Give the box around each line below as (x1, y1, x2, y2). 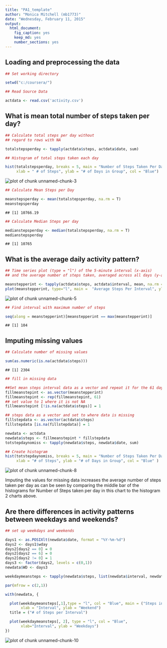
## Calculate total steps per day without (5, 133, 94, 138)
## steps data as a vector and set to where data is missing (5, 413, 135, 418)
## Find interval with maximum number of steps (5, 305, 106, 310)
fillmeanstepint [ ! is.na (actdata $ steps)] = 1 (5, 404, 101, 409)
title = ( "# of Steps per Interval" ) (9, 610, 88, 615)
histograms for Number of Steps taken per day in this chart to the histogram (5, 488, 161, 494)
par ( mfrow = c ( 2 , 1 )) (5, 583, 48, 588)
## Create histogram (5, 449, 48, 454)
